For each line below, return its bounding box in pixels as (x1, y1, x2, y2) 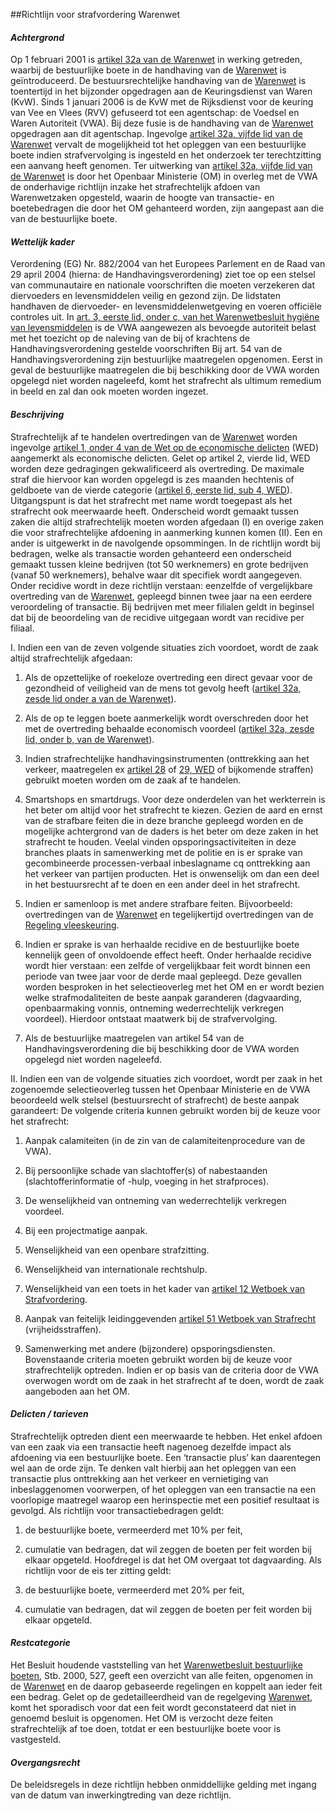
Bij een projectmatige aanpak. (24, 1224, 148, 1236)
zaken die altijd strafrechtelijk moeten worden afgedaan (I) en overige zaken (10, 515, 325, 528)
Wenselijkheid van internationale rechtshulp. (24, 1263, 208, 1275)
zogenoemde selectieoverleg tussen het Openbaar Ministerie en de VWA (10, 1083, 311, 1095)
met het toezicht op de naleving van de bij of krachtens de (10, 332, 251, 344)
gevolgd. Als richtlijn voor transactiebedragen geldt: (10, 1504, 225, 1516)
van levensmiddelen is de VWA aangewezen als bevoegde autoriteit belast (10, 322, 317, 334)
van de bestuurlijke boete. (10, 213, 118, 225)
